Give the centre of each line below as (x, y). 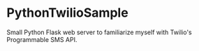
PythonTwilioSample (67, 13)
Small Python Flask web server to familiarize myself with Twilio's (99, 32)
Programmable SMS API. (42, 39)
